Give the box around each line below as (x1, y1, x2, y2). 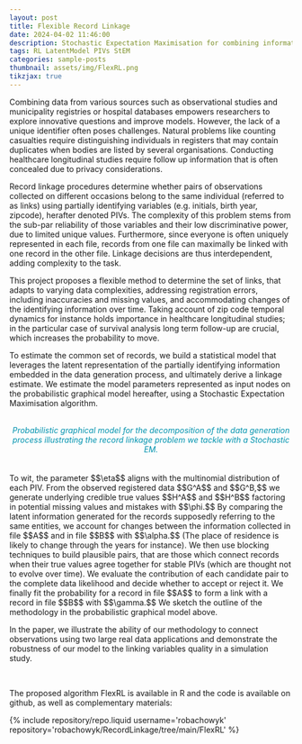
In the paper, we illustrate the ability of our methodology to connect (9, 623, 259, 635)
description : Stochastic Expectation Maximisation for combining (9, 38, 259, 48)
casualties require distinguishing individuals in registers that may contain (9, 134, 279, 145)
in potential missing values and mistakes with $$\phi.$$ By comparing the (9, 501, 283, 512)
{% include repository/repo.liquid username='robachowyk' (9, 714, 226, 725)
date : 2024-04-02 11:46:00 (9, 30, 111, 39)
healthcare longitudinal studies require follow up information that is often (9, 154, 279, 165)
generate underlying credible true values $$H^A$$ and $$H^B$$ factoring (9, 492, 286, 503)
